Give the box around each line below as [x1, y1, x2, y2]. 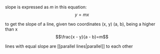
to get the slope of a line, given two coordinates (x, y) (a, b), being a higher [5, 21, 156, 27]
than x [5, 26, 18, 32]
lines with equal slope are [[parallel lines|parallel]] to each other [5, 43, 133, 49]
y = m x [75, 12, 89, 18]
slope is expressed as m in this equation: [5, 4, 87, 10]
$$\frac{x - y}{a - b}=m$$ [55, 34, 109, 39]
